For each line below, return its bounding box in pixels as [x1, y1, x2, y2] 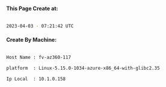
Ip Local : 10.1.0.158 [6, 76, 66, 82]
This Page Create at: [6, 5, 58, 12]
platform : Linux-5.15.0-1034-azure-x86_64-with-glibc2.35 [6, 66, 161, 72]
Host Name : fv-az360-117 [6, 54, 71, 61]
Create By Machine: [6, 36, 57, 43]
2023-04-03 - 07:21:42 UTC [6, 23, 74, 29]
